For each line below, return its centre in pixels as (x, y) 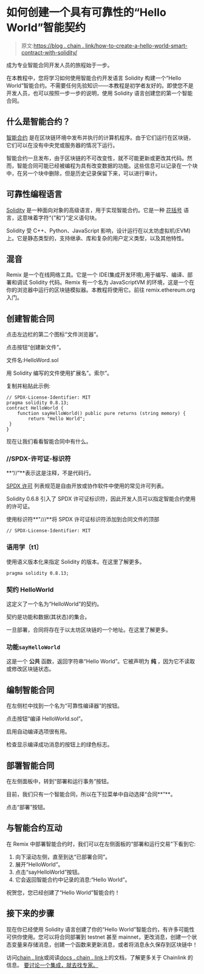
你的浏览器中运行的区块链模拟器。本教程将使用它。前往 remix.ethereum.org (101, 290)
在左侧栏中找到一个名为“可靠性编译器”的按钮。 (65, 706)
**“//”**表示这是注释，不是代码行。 (50, 473)
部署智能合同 (30, 765)
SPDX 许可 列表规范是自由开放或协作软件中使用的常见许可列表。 (87, 486)
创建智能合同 (30, 319)
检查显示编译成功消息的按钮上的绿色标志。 (59, 744)
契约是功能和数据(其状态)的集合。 (48, 617)
